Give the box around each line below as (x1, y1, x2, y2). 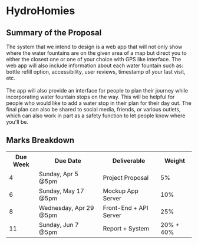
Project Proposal (103, 173, 149, 182)
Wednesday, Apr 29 (38, 203, 94, 212)
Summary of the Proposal (6, 28, 102, 38)
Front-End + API (103, 203, 148, 212)
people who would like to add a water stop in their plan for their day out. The (6, 100, 192, 107)
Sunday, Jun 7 (38, 220, 79, 229)
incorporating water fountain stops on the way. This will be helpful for (6, 93, 175, 100)
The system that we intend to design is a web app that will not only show (6, 43, 183, 50)
